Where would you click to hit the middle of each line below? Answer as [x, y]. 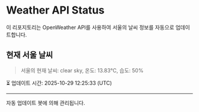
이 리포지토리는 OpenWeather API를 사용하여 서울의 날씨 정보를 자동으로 [90, 27]
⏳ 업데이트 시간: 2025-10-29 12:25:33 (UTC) [59, 83]
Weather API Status [55, 10]
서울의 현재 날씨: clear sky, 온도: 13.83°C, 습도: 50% [82, 70]
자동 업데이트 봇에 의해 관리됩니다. [46, 103]
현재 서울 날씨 [30, 55]
